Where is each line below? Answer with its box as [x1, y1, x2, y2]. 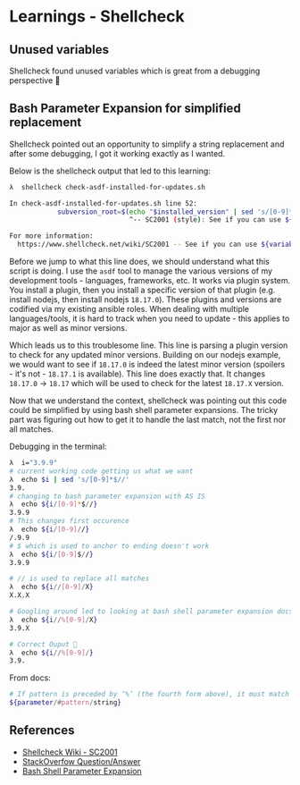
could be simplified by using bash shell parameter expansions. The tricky [9, 405, 279, 416]
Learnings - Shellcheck [9, 6, 185, 27]
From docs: [9, 672, 51, 683]
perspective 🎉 [9, 75, 61, 86]
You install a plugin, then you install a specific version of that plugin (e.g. [9, 284, 276, 296]
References [9, 722, 75, 739]
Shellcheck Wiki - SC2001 [21, 747, 118, 757]
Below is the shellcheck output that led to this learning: [9, 165, 212, 176]
